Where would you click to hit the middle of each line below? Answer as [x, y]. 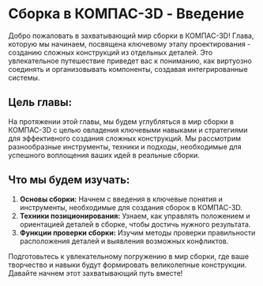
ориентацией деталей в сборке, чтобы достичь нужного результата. [135, 224]
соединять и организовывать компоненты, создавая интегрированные [128, 69]
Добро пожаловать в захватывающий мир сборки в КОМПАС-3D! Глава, [131, 36]
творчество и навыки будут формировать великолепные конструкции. [128, 265]
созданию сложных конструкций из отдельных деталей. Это [111, 52]
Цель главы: [40, 102]
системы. [24, 77]
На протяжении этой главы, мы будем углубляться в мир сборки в [121, 121]
